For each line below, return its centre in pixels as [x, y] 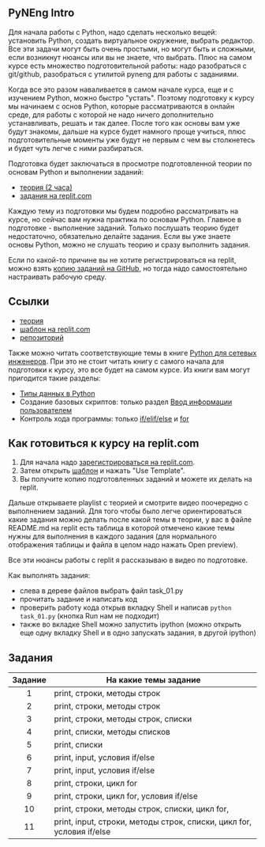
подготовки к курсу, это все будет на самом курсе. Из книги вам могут [129, 369]
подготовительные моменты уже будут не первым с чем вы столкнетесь [132, 140]
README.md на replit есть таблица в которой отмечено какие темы [121, 528]
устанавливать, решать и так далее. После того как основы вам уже [124, 123]
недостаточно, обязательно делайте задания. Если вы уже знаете [119, 236]
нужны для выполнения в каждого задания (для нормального [112, 536]
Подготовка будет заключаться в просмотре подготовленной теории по [130, 163]
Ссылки [29, 302]
